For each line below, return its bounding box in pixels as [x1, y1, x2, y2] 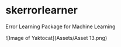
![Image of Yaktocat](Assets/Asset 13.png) [5, 34, 108, 41]
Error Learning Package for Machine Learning [5, 23, 116, 30]
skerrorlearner [5, 4, 78, 17]
